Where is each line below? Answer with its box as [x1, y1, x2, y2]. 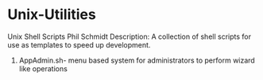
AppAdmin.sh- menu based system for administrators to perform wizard [18, 55, 255, 65]
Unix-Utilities [7, 6, 96, 24]
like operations [18, 63, 68, 73]
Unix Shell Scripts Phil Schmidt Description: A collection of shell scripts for [7, 32, 252, 41]
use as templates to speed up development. [7, 40, 151, 49]
